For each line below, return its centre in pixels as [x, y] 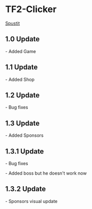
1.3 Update [22, 123]
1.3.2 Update [26, 189]
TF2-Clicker [31, 9]
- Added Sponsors [25, 135]
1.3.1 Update [25, 151]
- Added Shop [20, 79]
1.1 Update [21, 67]
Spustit [13, 23]
